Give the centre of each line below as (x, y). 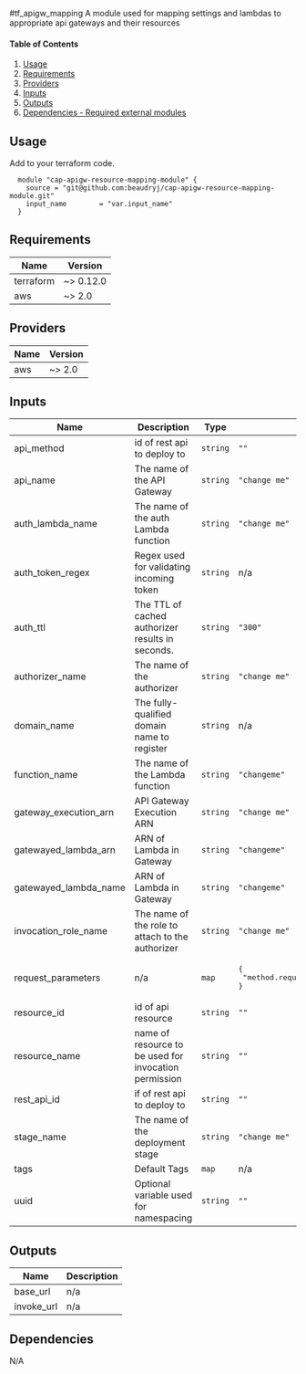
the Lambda (160, 775)
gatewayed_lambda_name (70, 887)
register (151, 749)
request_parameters (57, 978)
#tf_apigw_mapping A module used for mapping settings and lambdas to (146, 13)
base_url (32, 1292)
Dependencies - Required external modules (104, 112)
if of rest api (160, 1094)
